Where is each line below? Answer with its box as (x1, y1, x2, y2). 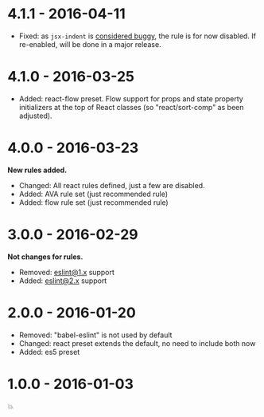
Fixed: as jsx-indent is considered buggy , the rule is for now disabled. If (18, 31, 256, 41)
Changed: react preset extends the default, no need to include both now (18, 338, 256, 348)
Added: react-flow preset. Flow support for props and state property (18, 93, 243, 104)
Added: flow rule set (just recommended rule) (18, 197, 169, 207)
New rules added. (7, 165, 68, 175)
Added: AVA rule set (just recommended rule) (18, 189, 169, 199)
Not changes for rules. (7, 252, 83, 262)
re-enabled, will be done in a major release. (18, 39, 161, 49)
